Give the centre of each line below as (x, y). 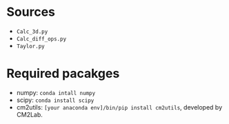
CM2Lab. (29, 114)
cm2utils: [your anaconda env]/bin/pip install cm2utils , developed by (119, 107)
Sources (31, 12)
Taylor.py (31, 46)
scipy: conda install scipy (55, 100)
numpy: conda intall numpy (56, 92)
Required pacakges (63, 74)
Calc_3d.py (32, 32)
